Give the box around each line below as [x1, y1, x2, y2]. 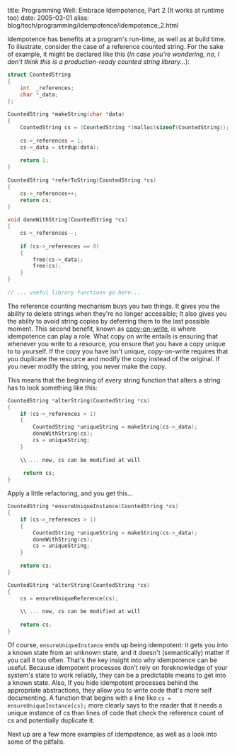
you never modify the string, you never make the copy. [7, 362, 167, 370]
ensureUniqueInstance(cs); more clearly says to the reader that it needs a [7, 700, 223, 709]
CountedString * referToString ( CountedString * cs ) [7, 177, 157, 184]
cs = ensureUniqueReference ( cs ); [20, 595, 119, 602]
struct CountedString [7, 71, 71, 78]
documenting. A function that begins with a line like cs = [7, 693, 171, 702]
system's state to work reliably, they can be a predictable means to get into [7, 671, 226, 679]
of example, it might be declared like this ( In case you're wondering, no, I [7, 50, 220, 58]
